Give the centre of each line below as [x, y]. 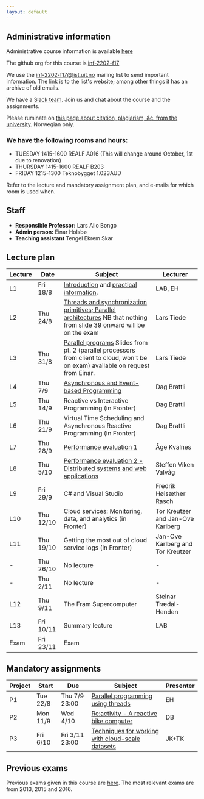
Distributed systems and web [105, 468]
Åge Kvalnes [173, 447]
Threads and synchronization [105, 303]
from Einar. [79, 373]
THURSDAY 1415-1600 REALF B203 [59, 167]
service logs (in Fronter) [98, 548]
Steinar [166, 597]
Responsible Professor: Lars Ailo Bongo [66, 225]
